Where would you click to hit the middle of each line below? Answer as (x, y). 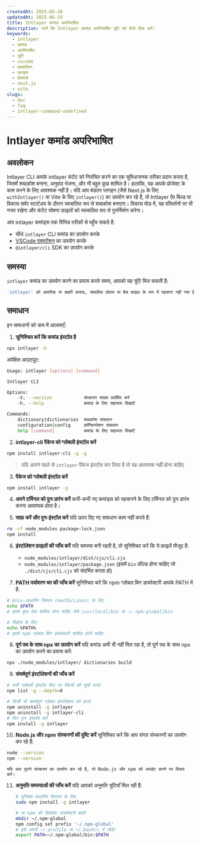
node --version (26, 753)
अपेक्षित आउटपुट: (23, 360)
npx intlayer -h (27, 348)
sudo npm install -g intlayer (53, 802)
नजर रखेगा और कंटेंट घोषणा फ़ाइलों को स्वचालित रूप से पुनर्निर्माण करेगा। (75, 210)
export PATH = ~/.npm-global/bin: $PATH (62, 835)
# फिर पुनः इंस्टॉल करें (27, 718)
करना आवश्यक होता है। (38, 506)
